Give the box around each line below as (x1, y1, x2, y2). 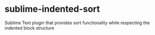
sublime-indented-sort (4, 3, 100, 15)
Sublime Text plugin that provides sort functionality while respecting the (4, 20, 150, 26)
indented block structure (4, 25, 54, 31)
